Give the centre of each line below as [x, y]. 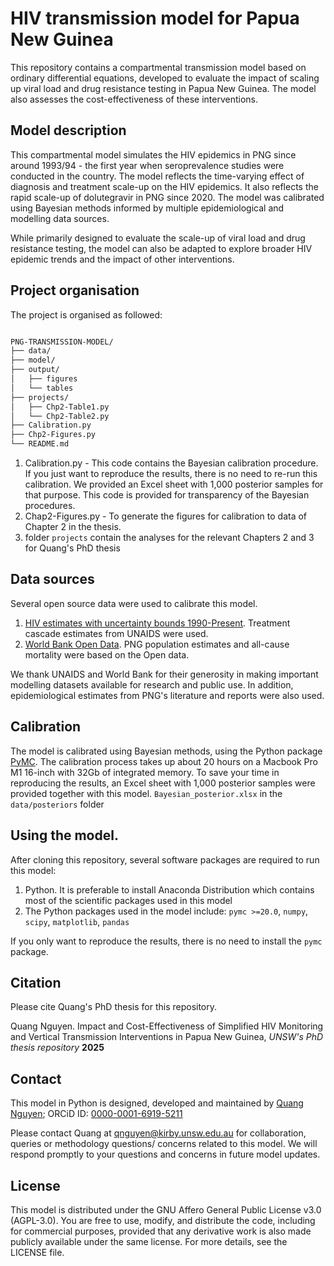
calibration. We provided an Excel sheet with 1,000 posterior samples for [174, 484]
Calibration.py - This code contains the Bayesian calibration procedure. [171, 463]
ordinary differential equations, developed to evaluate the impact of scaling [165, 78]
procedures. [50, 506]
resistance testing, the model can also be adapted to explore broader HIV [161, 248]
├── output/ [35, 370]
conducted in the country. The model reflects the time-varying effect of [157, 176]
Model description [68, 130]
